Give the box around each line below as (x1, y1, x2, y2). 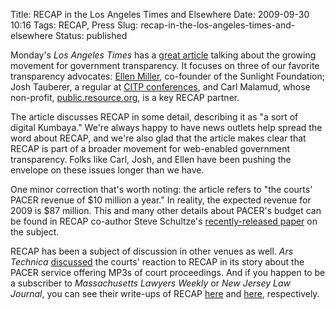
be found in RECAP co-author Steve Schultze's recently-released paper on (10, 215, 318, 227)
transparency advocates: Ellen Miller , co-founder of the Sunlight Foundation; (10, 70, 325, 82)
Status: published (54, 30, 128, 41)
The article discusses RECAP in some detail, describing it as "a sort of (10, 111, 299, 123)
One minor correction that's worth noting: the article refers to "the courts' (10, 184, 313, 195)
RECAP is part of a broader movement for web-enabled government (10, 143, 291, 154)
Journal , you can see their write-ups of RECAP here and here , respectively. (10, 288, 320, 299)
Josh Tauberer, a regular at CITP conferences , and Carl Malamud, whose (10, 81, 311, 93)
